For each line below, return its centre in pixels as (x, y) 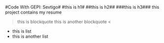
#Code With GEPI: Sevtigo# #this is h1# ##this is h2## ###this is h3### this (82, 7)
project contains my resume (33, 12)
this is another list (30, 36)
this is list (22, 31)
